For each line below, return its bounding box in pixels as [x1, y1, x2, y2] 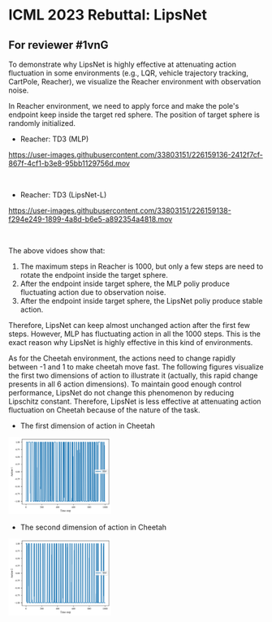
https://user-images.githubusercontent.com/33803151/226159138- [8, 205, 231, 215]
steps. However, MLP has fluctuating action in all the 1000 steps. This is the [8, 329, 261, 339]
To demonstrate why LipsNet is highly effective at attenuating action [8, 59, 237, 69]
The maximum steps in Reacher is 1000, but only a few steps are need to [19, 261, 264, 271]
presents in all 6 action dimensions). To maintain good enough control [8, 379, 242, 389]
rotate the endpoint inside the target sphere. [19, 270, 168, 279]
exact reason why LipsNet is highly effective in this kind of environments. [8, 338, 253, 347]
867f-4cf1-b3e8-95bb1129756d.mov [8, 158, 130, 168]
